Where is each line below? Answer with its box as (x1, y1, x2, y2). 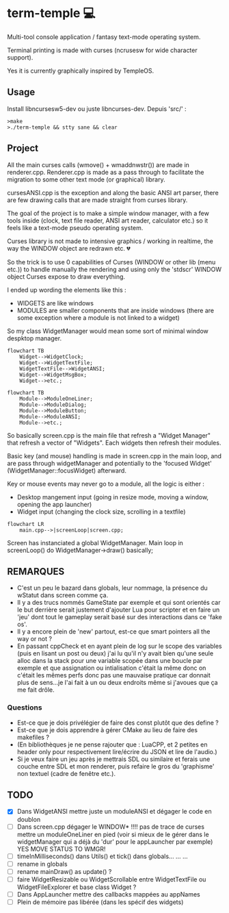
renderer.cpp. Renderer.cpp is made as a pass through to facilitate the (7, 168, 204, 176)
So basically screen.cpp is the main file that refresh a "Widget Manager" (7, 431, 211, 439)
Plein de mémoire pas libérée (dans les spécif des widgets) (16, 898, 184, 906)
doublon (16, 815, 41, 823)
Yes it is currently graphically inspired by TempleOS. (7, 66, 154, 75)
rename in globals (16, 860, 68, 868)
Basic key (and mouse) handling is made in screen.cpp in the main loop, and (7, 451, 222, 460)
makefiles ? (16, 733, 50, 741)
